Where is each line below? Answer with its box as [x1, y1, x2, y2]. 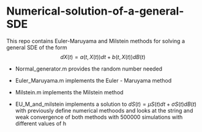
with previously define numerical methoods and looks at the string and [15, 106, 193, 114]
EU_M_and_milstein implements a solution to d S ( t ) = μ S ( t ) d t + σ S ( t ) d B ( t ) [15, 100, 197, 108]
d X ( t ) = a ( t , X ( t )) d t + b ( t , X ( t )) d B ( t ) [60, 53, 146, 60]
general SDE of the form [6, 44, 67, 51]
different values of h [15, 120, 66, 127]
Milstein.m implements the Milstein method [15, 88, 124, 96]
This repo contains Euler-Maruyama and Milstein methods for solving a [6, 37, 185, 44]
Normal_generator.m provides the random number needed [15, 65, 163, 72]
